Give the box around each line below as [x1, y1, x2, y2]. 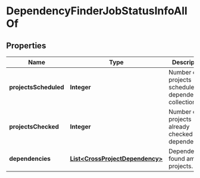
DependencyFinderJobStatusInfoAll [6, 4, 187, 18]
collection [168, 98, 196, 106]
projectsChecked [9, 123, 60, 130]
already [168, 123, 190, 130]
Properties [6, 40, 46, 51]
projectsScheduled [9, 83, 64, 91]
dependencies [9, 155, 51, 163]
